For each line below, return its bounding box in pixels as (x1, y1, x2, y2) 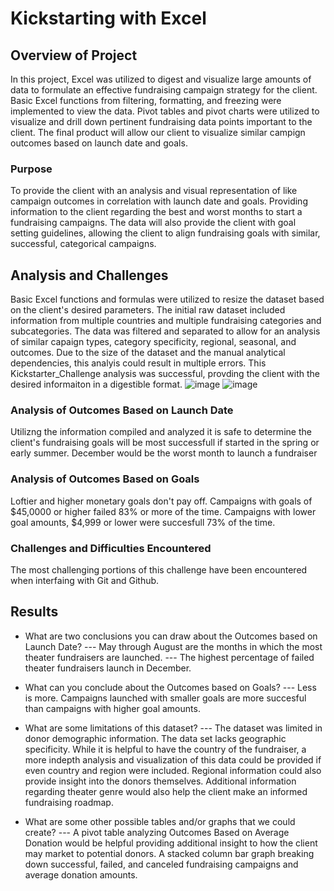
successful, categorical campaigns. (10, 238, 157, 250)
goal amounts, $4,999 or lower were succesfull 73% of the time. (10, 516, 276, 528)
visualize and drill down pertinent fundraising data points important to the (10, 116, 313, 127)
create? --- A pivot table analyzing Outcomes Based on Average (24, 826, 290, 838)
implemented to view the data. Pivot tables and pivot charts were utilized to (10, 105, 320, 117)
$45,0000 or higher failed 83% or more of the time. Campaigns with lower (10, 505, 317, 517)
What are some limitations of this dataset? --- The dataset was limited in (24, 722, 323, 734)
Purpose (10, 162, 53, 176)
